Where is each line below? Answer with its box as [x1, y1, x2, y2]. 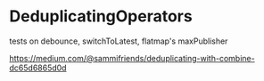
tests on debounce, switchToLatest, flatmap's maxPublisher [9, 36, 228, 46]
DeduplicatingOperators [9, 6, 194, 27]
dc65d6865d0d [9, 62, 67, 73]
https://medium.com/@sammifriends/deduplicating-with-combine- [9, 53, 256, 63]
